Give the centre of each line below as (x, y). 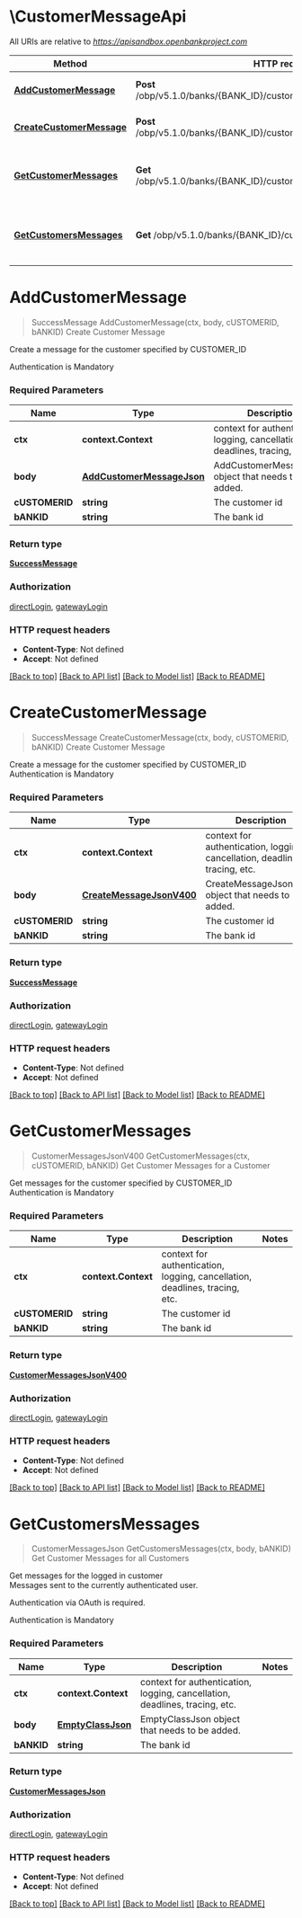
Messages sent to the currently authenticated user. (104, 1585)
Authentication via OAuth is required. (77, 1603)
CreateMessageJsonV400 (139, 895)
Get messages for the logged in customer (86, 1576)
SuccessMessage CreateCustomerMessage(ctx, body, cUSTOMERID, (160, 737)
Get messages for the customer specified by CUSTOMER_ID (121, 1183)
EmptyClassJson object (190, 1718)
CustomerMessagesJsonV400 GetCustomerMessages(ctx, (140, 1156)
